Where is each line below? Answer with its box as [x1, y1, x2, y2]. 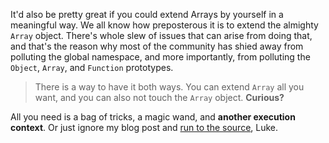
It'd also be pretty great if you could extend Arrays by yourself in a [10, 9, 284, 20]
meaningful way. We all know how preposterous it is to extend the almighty [10, 19, 319, 31]
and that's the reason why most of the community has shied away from [10, 40, 304, 52]
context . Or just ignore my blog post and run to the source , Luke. [10, 122, 279, 133]
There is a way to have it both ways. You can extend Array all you [34, 81, 305, 93]
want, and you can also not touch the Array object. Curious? [34, 92, 285, 103]
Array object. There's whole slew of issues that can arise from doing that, [10, 30, 313, 41]
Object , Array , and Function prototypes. [10, 62, 174, 73]
